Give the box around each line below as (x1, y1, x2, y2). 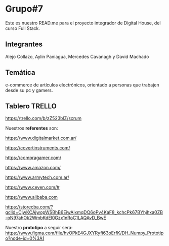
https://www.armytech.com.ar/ (5, 174, 69, 180)
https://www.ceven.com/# (5, 184, 60, 191)
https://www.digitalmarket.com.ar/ (5, 135, 77, 141)
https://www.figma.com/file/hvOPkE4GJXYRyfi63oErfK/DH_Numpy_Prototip (5, 230, 164, 236)
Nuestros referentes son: (5, 125, 58, 131)
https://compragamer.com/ (5, 155, 62, 161)
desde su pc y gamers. (5, 87, 53, 93)
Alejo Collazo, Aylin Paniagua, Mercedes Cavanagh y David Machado (5, 53, 149, 59)
